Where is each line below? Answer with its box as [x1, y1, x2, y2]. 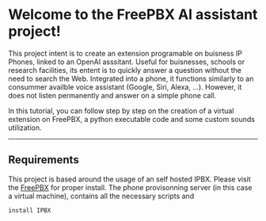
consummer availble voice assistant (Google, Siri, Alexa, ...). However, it [8, 82, 242, 92]
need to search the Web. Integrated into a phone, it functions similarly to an [8, 74, 254, 83]
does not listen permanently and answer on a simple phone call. [8, 90, 217, 100]
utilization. [8, 123, 42, 132]
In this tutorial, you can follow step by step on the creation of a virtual [8, 105, 234, 116]
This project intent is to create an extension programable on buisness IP [8, 48, 243, 58]
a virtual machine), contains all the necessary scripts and [8, 191, 195, 200]
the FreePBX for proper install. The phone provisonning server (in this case [8, 182, 253, 192]
